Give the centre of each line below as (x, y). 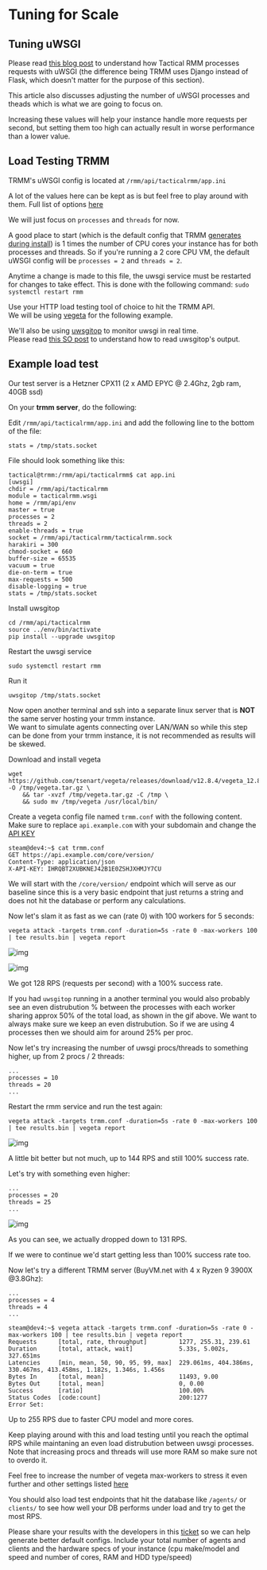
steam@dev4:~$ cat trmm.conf (56, 848)
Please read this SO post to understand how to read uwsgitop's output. (124, 339)
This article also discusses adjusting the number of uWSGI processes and (129, 95)
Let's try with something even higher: (69, 1173)
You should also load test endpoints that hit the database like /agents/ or (127, 1499)
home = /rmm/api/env (43, 503)
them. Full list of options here (56, 204)
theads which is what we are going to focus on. (85, 104)
